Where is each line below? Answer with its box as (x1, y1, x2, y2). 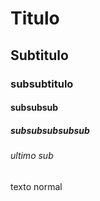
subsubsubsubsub (10, 124, 90, 136)
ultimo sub (10, 150, 54, 162)
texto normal (10, 180, 63, 192)
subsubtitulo (10, 77, 74, 91)
